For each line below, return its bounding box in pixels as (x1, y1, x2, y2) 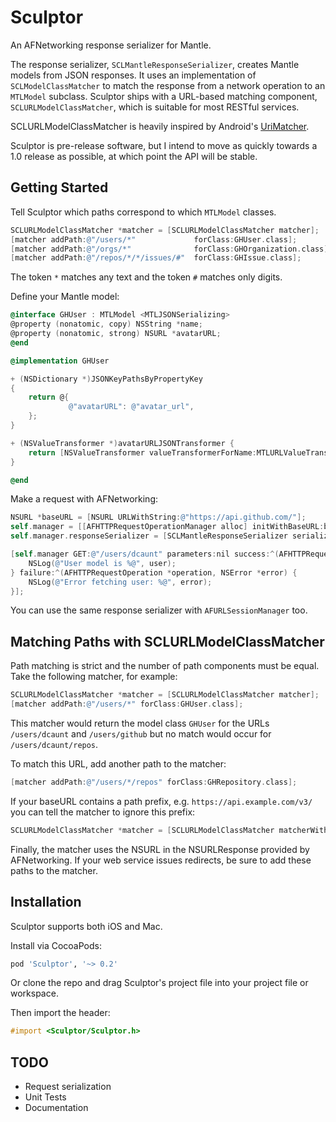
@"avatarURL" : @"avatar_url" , (68, 402, 195, 412)
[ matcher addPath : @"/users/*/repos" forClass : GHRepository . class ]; (10, 777, 298, 787)
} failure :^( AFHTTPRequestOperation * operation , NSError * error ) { (10, 567, 298, 578)
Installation (10, 894, 82, 911)
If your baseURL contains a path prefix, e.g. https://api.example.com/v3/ (10, 795, 313, 807)
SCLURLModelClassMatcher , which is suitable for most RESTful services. (10, 101, 300, 113)
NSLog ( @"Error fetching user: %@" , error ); (28, 577, 213, 587)
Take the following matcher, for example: (10, 671, 178, 683)
